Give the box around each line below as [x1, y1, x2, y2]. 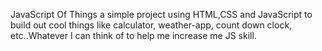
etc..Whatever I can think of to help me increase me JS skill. [10, 30, 257, 41]
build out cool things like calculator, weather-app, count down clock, [10, 19, 293, 31]
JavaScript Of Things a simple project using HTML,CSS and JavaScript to [10, 9, 313, 20]
